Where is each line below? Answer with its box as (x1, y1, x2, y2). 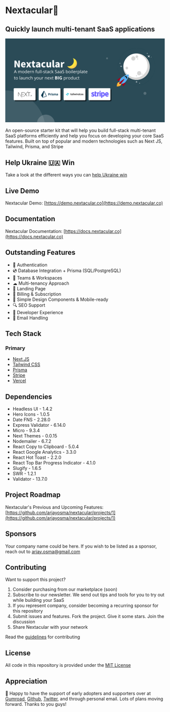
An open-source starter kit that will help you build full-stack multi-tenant (5, 127, 156, 133)
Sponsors (5, 530, 36, 538)
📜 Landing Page (12, 285, 46, 291)
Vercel (12, 378, 26, 384)
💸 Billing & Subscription (12, 291, 62, 297)
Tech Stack (5, 329, 41, 338)
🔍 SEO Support (12, 302, 46, 308)
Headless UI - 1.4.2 (12, 406, 53, 412)
